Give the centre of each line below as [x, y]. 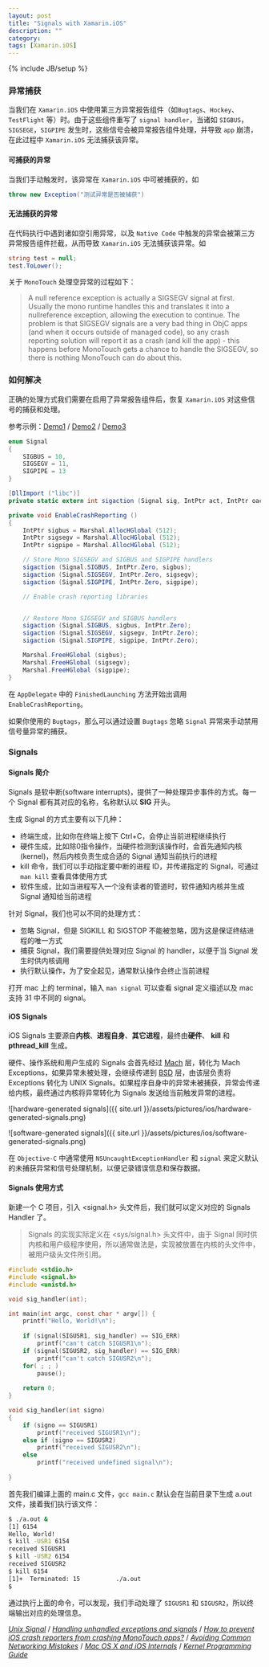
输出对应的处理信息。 [50, 1612]
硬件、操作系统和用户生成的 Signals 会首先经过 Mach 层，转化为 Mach [124, 1062]
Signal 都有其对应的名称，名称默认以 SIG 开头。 [96, 802]
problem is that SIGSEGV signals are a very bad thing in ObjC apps [138, 324]
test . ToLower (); [35, 266]
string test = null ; [43, 258]
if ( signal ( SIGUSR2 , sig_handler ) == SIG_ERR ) [102, 1350]
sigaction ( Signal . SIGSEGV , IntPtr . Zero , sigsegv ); [110, 574]
